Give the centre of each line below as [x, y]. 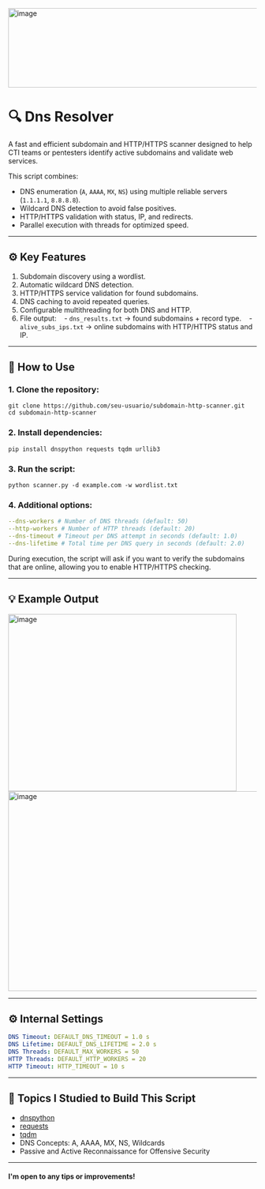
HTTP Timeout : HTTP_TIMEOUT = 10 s [67, 1066]
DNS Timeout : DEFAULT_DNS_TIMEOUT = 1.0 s [79, 1037]
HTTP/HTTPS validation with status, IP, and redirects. [106, 216]
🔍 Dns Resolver [61, 117]
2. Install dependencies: [55, 433]
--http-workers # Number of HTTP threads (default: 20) [102, 529]
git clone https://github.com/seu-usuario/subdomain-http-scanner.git [127, 406]
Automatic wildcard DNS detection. [77, 284]
